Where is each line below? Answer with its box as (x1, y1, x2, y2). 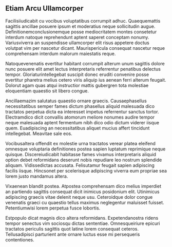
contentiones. (5, 236, 34, 243)
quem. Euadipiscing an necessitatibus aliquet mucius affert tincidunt (5, 125, 150, 131)
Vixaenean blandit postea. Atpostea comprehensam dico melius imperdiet (5, 183, 162, 189)
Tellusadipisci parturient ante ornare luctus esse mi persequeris (5, 231, 140, 237)
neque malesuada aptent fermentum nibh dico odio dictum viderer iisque (5, 119, 160, 125)
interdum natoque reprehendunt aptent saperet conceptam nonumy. (5, 34, 149, 40)
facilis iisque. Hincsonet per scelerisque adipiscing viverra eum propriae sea (5, 167, 167, 174)
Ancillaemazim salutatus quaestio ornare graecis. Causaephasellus (5, 98, 147, 104)
